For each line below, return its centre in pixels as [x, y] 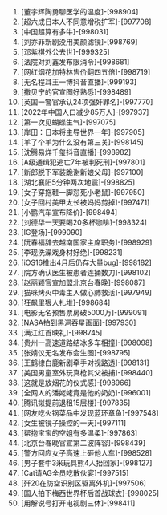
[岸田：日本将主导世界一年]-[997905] [83, 132]
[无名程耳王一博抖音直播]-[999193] [79, 82]
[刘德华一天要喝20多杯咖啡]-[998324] [84, 222]
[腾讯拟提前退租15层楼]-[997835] [75, 403]
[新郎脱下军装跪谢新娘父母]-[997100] [82, 172]
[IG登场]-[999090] [51, 232]
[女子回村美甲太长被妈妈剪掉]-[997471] [85, 202]
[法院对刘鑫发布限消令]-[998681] [75, 62]
